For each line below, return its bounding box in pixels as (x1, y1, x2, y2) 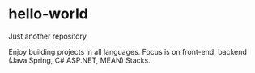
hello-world (8, 5, 89, 23)
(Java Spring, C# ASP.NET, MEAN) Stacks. (8, 55, 151, 65)
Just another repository (8, 31, 87, 41)
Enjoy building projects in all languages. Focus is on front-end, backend (8, 47, 247, 56)
